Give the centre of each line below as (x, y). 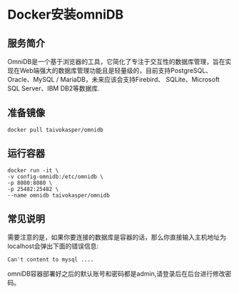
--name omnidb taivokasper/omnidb (59, 195)
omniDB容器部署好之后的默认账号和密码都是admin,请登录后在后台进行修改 (116, 274)
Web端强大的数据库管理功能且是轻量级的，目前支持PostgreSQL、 (116, 71)
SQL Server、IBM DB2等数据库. (54, 88)
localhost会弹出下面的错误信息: (53, 246)
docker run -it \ (33, 170)
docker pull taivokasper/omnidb (55, 130)
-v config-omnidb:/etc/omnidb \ (55, 176)
